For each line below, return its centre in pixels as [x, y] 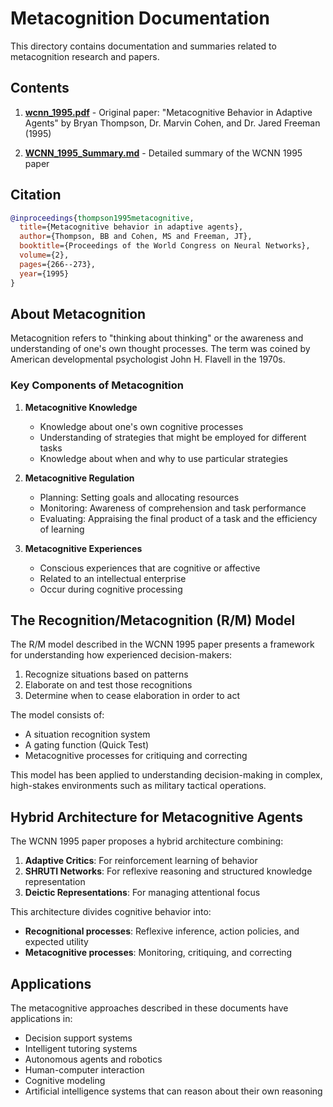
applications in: [41, 1019]
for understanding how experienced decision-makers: [121, 655]
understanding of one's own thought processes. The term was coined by [160, 349]
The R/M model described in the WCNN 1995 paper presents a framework [162, 644]
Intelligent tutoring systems [81, 1049]
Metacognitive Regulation [79, 478]
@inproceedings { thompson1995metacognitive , [102, 218]
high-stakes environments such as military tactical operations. [138, 786]
